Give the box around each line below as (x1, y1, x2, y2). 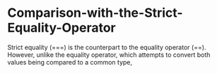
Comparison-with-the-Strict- (7, 5, 183, 21)
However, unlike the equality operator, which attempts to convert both (7, 51, 211, 59)
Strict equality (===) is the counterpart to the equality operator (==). (7, 43, 206, 51)
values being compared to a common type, (7, 58, 133, 66)
